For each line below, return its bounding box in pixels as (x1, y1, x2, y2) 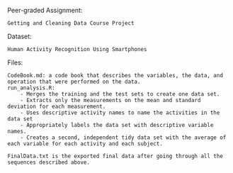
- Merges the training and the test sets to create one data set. (20, 91, 220, 98)
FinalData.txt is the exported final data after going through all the (7, 152, 223, 160)
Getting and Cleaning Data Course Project (7, 20, 135, 27)
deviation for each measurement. (7, 103, 106, 110)
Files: (7, 58, 23, 67)
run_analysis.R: (7, 84, 55, 91)
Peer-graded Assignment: (7, 6, 83, 14)
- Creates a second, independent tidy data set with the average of (20, 134, 227, 141)
